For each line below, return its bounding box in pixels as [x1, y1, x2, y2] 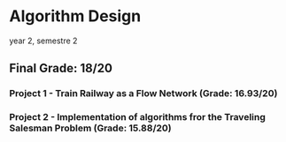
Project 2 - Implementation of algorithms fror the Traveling [9, 111, 266, 123]
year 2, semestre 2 [9, 35, 78, 46]
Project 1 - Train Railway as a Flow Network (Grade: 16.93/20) [9, 87, 278, 100]
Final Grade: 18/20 [9, 61, 113, 76]
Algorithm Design [9, 6, 142, 26]
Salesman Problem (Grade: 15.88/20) [9, 122, 173, 134]
